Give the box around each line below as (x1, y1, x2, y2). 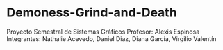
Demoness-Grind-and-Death (6, 5, 178, 21)
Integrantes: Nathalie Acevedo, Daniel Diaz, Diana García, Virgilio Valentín (6, 34, 217, 42)
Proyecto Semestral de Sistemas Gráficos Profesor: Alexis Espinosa (6, 27, 200, 36)
